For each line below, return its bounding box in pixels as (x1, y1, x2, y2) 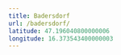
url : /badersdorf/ (8, 19, 70, 27)
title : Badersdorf (8, 11, 70, 20)
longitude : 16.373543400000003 (8, 34, 114, 43)
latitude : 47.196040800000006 (8, 27, 111, 35)
